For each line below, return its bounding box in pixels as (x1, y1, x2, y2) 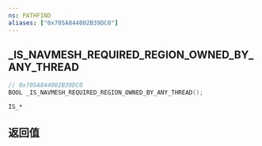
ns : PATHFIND (8, 11, 51, 20)
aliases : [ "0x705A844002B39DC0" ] (8, 19, 119, 27)
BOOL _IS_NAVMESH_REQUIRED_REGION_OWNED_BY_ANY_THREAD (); (8, 88, 203, 97)
